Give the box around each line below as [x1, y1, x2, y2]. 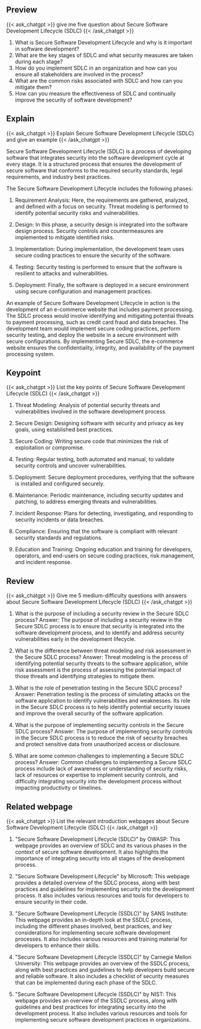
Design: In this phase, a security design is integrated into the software [14, 220, 188, 228]
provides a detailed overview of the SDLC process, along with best [14, 879, 180, 887]
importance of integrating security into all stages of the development [14, 855, 185, 862]
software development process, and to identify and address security [14, 629, 184, 636]
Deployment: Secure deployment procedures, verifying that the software [14, 474, 195, 481]
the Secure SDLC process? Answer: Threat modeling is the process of [14, 654, 188, 661]
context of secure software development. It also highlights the [14, 848, 169, 855]
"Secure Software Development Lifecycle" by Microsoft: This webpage [14, 873, 190, 880]
